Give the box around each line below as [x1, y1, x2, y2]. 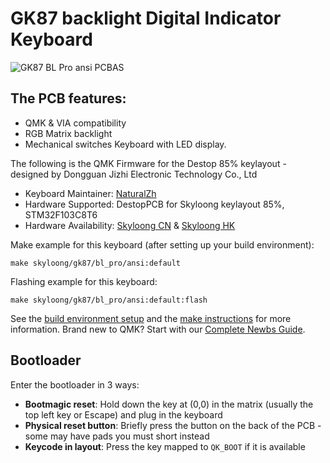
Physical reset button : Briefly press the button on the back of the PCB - [24, 419, 322, 431]
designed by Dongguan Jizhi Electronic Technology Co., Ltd [10, 168, 258, 180]
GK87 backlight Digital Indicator [10, 7, 282, 30]
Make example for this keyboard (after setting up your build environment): [10, 238, 315, 251]
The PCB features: [10, 90, 127, 107]
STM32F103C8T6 [24, 208, 98, 221]
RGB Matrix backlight [24, 127, 113, 139]
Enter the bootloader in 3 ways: [10, 378, 140, 391]
